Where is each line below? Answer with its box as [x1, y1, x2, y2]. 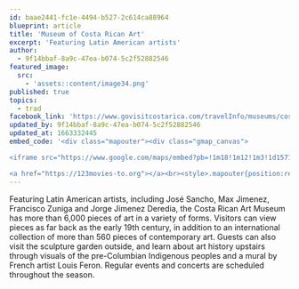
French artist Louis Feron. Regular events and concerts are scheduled [9, 260, 265, 270]
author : [9, 46, 38, 55]
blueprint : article [9, 21, 82, 30]
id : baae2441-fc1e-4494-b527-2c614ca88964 [9, 12, 169, 22]
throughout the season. [9, 269, 95, 280]
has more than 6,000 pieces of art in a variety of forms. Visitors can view [9, 213, 278, 223]
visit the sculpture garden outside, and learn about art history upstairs [9, 241, 265, 252]
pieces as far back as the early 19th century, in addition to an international [9, 221, 280, 232]
